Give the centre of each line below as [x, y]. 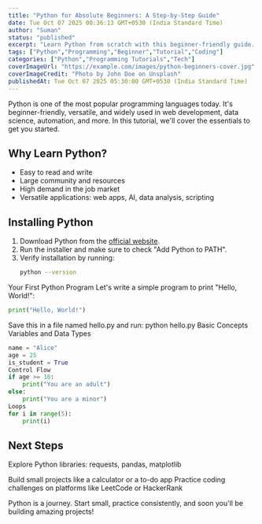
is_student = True [38, 363]
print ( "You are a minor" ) [65, 399]
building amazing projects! [51, 511]
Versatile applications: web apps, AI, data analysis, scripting [117, 197]
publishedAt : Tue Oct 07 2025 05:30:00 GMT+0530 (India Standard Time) [128, 81]
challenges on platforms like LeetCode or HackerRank [96, 488]
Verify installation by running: [67, 258]
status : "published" [42, 37]
